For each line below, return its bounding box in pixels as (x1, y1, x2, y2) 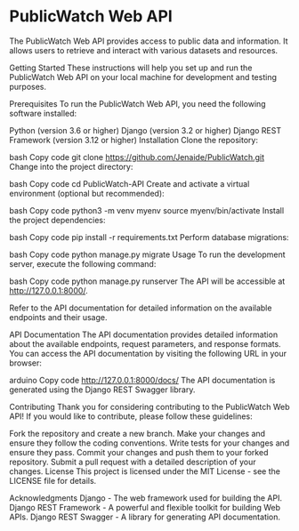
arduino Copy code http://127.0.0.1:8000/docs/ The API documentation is (9, 374, 276, 385)
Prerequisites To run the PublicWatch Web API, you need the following (9, 98, 266, 109)
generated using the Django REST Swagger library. (9, 384, 196, 395)
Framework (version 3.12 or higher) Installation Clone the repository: (9, 134, 258, 145)
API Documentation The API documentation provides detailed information (9, 329, 279, 340)
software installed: (9, 108, 77, 118)
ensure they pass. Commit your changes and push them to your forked (9, 447, 269, 457)
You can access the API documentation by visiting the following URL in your (9, 348, 287, 358)
